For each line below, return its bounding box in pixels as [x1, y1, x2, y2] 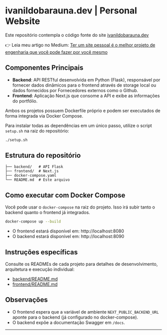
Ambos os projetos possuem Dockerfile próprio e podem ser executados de [5, 108, 161, 113]
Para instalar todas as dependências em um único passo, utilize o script [5, 122, 153, 128]
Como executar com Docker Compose [5, 191, 126, 199]
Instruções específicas [5, 248, 78, 256]
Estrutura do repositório [5, 151, 81, 160]
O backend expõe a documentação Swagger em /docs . [12, 319, 125, 326]
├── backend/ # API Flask [5, 164, 64, 169]
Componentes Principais [5, 64, 83, 72]
